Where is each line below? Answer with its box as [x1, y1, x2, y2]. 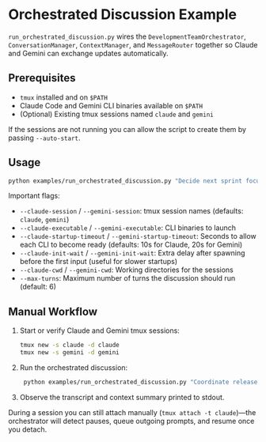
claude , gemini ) [19, 215, 70, 225]
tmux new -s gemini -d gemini [19, 349, 120, 357]
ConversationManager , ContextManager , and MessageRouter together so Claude [8, 40, 258, 49]
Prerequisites [8, 71, 76, 85]
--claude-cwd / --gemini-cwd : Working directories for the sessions [19, 265, 234, 274]
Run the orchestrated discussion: [19, 363, 128, 372]
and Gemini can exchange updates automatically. [8, 48, 169, 58]
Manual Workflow [8, 304, 97, 318]
